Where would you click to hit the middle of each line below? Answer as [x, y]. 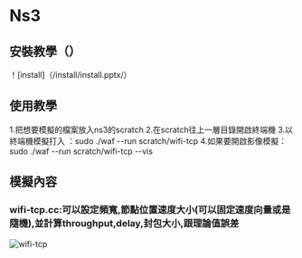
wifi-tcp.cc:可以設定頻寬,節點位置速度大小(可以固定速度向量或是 [150, 210]
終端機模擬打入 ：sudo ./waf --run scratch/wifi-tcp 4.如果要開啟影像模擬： [148, 140]
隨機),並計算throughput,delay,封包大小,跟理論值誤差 [124, 224]
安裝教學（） [45, 51]
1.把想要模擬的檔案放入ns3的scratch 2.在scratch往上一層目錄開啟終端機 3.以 [151, 129]
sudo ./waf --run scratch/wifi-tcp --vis [81, 151]
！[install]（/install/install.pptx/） [71, 75]
